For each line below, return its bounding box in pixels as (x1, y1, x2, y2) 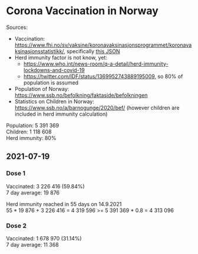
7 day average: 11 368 (6, 241, 59, 248)
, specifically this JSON (64, 47, 120, 54)
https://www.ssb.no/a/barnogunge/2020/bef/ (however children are (14, 104, 180, 111)
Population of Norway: (14, 85, 70, 92)
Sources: (6, 24, 28, 31)
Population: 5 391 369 (6, 122, 60, 129)
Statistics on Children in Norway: (14, 97, 94, 105)
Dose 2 (6, 222, 27, 230)
